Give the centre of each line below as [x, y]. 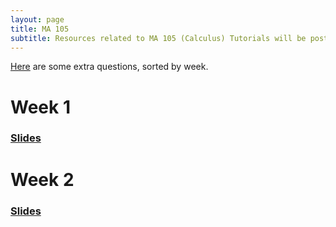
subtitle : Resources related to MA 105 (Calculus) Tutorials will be [158, 38]
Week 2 [42, 179]
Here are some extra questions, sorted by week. [109, 67]
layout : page [37, 19]
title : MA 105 [40, 29]
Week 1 [40, 107]
